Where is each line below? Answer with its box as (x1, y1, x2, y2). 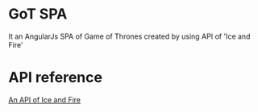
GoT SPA (8, 5, 68, 23)
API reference (8, 68, 103, 87)
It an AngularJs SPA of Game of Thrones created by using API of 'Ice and (8, 31, 251, 41)
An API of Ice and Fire (8, 94, 81, 105)
